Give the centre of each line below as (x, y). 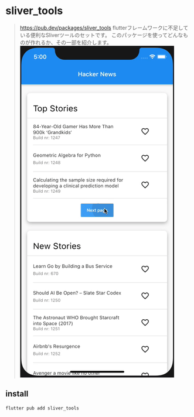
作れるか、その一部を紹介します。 (71, 42)
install (17, 394)
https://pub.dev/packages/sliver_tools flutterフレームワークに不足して (104, 28)
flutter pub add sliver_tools (42, 408)
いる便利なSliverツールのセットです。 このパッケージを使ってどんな (101, 35)
